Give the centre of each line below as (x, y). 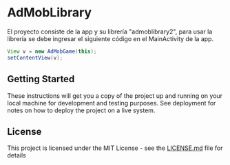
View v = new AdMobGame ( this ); (52, 51)
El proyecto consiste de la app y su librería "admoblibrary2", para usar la (110, 31)
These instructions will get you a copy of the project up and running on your (115, 96)
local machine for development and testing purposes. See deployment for (112, 103)
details (17, 155)
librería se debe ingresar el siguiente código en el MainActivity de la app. (111, 38)
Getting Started (41, 79)
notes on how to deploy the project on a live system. (81, 110)
